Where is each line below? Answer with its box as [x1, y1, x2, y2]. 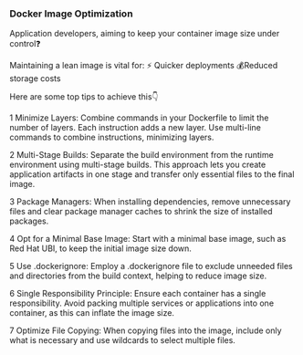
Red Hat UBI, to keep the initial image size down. [9, 243, 192, 254]
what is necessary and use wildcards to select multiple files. [9, 335, 235, 346]
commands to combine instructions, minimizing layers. [9, 131, 214, 143]
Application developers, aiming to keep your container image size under [9, 28, 280, 39]
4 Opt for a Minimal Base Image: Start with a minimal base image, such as [9, 234, 287, 245]
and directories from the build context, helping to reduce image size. [9, 270, 267, 281]
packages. [9, 215, 49, 226]
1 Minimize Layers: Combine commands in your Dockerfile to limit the [9, 112, 269, 123]
